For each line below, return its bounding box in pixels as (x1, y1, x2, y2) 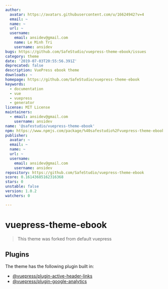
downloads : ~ (5, 72, 32, 77)
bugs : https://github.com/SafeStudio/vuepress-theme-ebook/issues (5, 49, 146, 54)
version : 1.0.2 (5, 188, 37, 193)
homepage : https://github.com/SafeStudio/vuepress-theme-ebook (5, 77, 140, 82)
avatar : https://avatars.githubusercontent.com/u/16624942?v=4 (9, 12, 144, 17)
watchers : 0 (5, 193, 30, 198)
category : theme (5, 53, 39, 59)
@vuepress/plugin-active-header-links (12, 273, 92, 279)
